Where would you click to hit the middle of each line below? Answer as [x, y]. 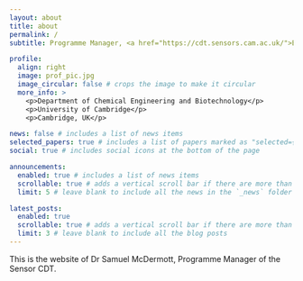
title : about [34, 26]
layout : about [36, 18]
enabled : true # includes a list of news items [109, 175]
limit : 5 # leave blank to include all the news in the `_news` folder [155, 192]
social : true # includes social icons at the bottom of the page [134, 151]
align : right [42, 68]
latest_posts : [36, 208]
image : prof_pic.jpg [56, 76]
